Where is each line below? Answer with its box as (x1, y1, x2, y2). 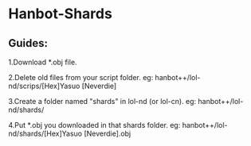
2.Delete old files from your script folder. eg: (8, 73, 154, 82)
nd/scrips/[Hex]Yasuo (8, 81, 80, 90)
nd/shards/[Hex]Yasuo (8, 129, 83, 138)
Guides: (8, 36, 49, 50)
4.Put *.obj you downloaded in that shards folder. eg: (8, 121, 181, 129)
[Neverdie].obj (83, 129, 131, 138)
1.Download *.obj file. (8, 57, 77, 67)
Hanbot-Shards (8, 5, 113, 23)
